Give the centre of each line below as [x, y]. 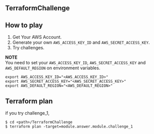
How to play [24, 25]
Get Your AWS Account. [37, 37]
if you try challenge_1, [27, 113]
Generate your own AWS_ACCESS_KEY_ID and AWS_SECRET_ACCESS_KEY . [81, 42]
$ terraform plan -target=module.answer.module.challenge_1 [69, 127]
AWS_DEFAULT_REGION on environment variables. [53, 68]
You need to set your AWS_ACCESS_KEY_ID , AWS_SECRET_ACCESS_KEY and [75, 63]
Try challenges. [28, 48]
